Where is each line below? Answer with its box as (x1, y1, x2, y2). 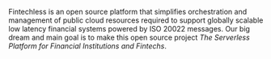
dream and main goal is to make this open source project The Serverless (8, 32, 251, 42)
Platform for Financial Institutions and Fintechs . (8, 41, 167, 51)
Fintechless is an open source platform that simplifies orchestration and (8, 7, 248, 16)
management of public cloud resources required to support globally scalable (8, 15, 264, 25)
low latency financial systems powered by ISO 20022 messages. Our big (8, 24, 251, 33)
